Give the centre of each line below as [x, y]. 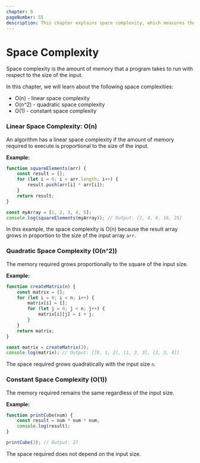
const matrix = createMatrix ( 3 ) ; [48, 347]
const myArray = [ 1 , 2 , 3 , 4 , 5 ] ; [49, 212]
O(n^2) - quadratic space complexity [60, 104]
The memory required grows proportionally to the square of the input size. [97, 264]
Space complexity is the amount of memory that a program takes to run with [100, 69]
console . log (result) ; [43, 426]
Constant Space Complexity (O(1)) [57, 379]
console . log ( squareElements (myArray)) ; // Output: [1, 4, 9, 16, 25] [94, 218]
